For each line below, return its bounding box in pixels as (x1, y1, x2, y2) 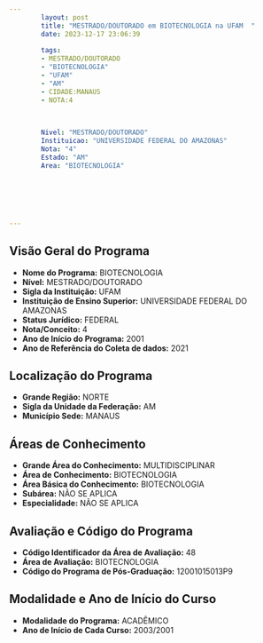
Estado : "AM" (41, 153, 89, 162)
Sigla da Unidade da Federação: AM (21, 401, 157, 412)
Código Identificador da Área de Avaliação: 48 (21, 547, 197, 558)
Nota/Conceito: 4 (21, 323, 89, 334)
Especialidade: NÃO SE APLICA (21, 498, 139, 509)
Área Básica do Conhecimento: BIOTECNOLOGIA (21, 479, 205, 489)
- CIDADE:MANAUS (41, 87, 101, 96)
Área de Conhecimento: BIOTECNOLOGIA (21, 470, 178, 480)
